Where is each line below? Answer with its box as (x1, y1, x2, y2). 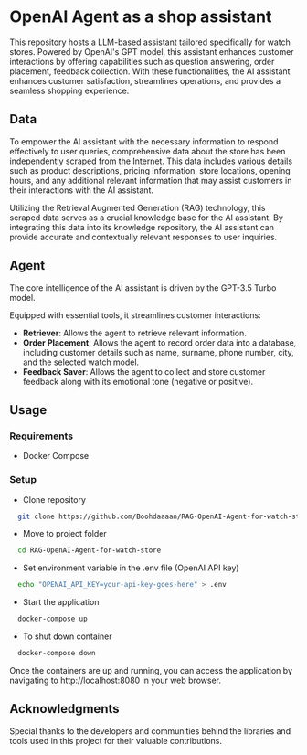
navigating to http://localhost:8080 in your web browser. (9, 675, 222, 686)
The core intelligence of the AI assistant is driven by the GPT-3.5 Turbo (9, 282, 277, 293)
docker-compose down (17, 649, 96, 658)
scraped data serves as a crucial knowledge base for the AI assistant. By (9, 212, 283, 223)
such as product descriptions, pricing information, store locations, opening (9, 165, 291, 175)
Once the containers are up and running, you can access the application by (9, 665, 292, 675)
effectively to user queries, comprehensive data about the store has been (9, 145, 286, 156)
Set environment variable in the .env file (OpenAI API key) (22, 562, 239, 573)
